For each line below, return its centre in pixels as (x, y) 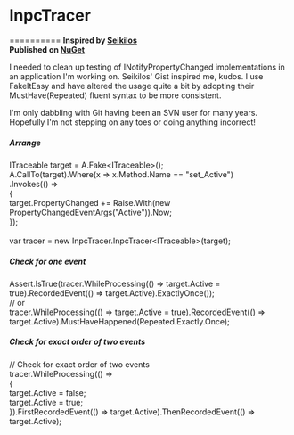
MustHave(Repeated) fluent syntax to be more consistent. (115, 95)
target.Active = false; (48, 392)
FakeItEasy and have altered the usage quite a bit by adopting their (132, 86)
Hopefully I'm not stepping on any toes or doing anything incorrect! (133, 122)
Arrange (25, 143)
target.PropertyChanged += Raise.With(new (90, 202)
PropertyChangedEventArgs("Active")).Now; (90, 212)
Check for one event (48, 261)
